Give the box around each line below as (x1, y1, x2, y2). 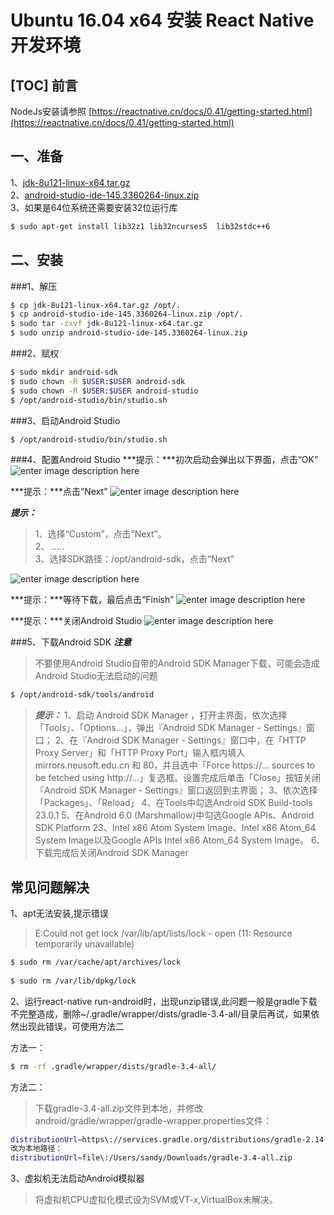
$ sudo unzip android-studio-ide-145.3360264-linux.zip (10, 328, 248, 338)
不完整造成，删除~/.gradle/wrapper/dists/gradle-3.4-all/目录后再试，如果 (10, 1007, 312, 1020)
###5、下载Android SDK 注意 (10, 636, 132, 648)
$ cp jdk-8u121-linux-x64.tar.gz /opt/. (10, 300, 182, 310)
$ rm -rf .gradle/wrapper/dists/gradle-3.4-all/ (10, 1061, 217, 1071)
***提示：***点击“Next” (10, 486, 108, 498)
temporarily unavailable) (34, 938, 135, 950)
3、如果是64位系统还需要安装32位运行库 (10, 201, 178, 213)
